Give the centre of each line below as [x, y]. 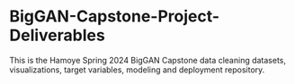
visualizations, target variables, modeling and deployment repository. [137, 70]
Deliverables [57, 35]
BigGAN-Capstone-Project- [115, 17]
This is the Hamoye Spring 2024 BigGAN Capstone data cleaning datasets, [147, 60]
